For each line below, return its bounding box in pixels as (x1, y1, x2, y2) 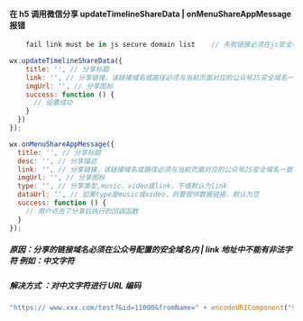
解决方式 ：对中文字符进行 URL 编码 (9, 280, 142, 290)
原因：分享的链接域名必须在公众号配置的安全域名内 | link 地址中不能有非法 (9, 244, 285, 255)
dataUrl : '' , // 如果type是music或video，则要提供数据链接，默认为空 (17, 190, 260, 199)
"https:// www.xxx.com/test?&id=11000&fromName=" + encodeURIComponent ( (9, 303, 289, 312)
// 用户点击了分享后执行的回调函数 (25, 206, 139, 216)
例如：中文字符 (19, 255, 75, 266)
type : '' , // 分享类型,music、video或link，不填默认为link (17, 181, 228, 191)
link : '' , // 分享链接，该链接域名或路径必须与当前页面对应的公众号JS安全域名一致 (17, 165, 293, 174)
